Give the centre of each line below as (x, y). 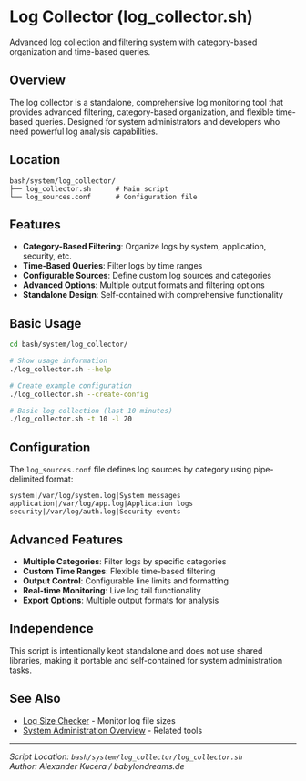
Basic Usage (46, 324)
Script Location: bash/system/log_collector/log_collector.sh (126, 756)
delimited (27, 479)
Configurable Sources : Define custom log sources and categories (147, 276)
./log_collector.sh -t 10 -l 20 (71, 419)
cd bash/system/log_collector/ (69, 345)
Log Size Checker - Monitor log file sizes (99, 720)
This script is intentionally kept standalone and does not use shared (136, 650)
